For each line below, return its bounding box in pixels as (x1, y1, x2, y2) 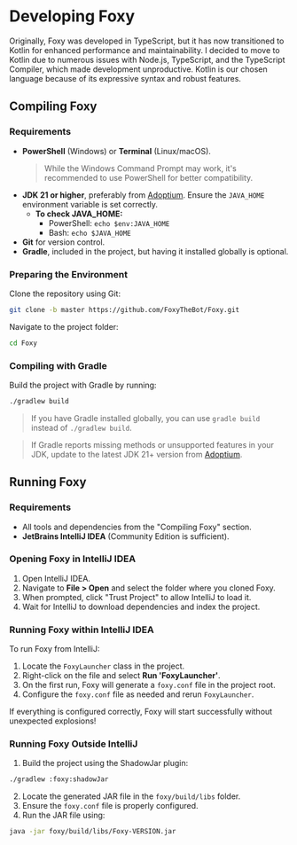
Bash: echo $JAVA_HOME (48, 227, 131, 238)
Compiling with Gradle (9, 359, 108, 372)
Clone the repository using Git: (9, 288, 121, 299)
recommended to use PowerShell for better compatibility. (43, 172, 254, 183)
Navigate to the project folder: (9, 321, 119, 332)
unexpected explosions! (9, 716, 97, 726)
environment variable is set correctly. (21, 199, 158, 209)
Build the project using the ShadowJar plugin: (21, 758, 189, 769)
